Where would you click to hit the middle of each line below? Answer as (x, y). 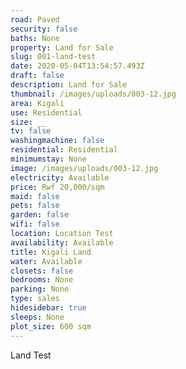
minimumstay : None (48, 159)
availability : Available (62, 242)
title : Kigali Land (51, 252)
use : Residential (46, 112)
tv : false (31, 131)
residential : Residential (64, 150)
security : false (44, 29)
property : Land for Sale (62, 47)
